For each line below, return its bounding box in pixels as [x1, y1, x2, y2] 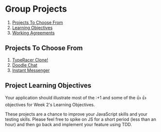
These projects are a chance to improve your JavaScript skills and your [5, 111, 147, 117]
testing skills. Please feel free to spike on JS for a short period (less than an [5, 116, 157, 122]
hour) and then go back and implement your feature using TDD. [5, 121, 132, 127]
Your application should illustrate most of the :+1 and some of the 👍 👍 [5, 94, 147, 100]
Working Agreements [12, 30, 55, 36]
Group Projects [5, 3, 67, 15]
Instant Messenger [12, 67, 50, 73]
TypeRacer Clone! [12, 57, 49, 63]
